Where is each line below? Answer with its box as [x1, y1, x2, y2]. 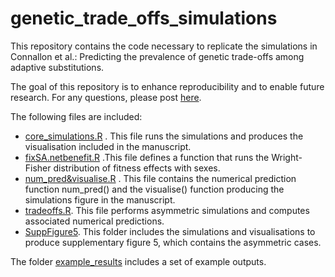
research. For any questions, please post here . [10, 91, 202, 103]
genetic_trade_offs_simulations [10, 7, 278, 30]
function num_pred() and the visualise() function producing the [24, 183, 285, 195]
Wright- [271, 151, 303, 163]
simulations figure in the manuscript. [24, 193, 176, 206]
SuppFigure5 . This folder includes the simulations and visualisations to [24, 225, 316, 237]
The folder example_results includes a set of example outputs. [10, 255, 267, 267]
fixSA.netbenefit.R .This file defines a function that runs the [24, 151, 270, 163]
